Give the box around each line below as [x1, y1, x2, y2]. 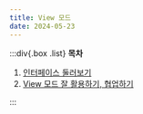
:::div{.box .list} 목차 [9, 47, 84, 59]
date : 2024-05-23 [9, 22, 76, 31]
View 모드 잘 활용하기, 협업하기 [22, 78, 134, 89]
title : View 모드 [9, 13, 71, 23]
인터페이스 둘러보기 [22, 67, 92, 78]
